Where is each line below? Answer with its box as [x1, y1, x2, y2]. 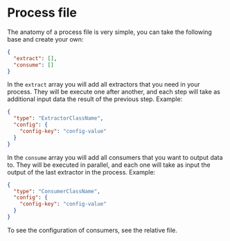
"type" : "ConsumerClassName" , [13, 188, 100, 195]
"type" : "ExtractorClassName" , [13, 115, 104, 122]
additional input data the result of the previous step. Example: [7, 95, 183, 103]
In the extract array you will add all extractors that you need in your [7, 80, 200, 89]
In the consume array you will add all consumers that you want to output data [7, 153, 223, 161]
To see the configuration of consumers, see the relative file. [7, 226, 178, 234]
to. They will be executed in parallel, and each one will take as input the [7, 161, 211, 169]
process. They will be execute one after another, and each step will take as [7, 88, 220, 96]
